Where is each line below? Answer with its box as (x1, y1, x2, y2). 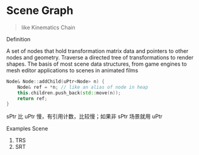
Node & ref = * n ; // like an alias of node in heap (17, 84, 148, 90)
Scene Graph (6, 4, 74, 18)
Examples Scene (6, 125, 49, 133)
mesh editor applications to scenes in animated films (6, 66, 139, 74)
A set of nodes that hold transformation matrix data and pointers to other (6, 47, 189, 55)
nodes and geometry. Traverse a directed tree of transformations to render (6, 53, 194, 61)
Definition (6, 35, 31, 43)
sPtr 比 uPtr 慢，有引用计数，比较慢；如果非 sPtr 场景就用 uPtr (6, 113, 163, 120)
